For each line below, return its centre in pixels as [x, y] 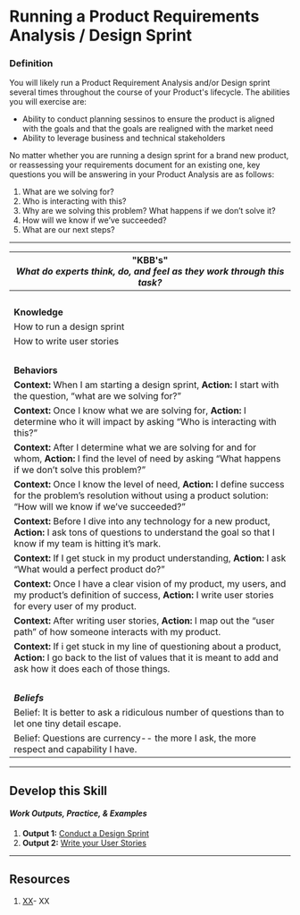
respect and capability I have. [75, 750]
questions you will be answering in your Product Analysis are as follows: [142, 174]
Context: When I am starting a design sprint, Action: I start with [146, 385]
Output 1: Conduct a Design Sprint [86, 834]
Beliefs [29, 698]
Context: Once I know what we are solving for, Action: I [130, 411]
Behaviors [36, 370]
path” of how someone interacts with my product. [117, 632]
